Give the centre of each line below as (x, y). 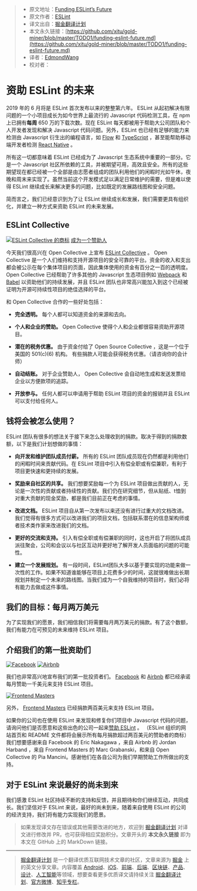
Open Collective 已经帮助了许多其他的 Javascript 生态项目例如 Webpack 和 (97, 274)
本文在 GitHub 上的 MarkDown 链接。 (65, 842)
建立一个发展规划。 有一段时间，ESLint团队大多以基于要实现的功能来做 (100, 565)
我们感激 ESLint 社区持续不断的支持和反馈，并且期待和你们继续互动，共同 (95, 800)
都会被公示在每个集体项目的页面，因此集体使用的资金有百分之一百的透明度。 (98, 267)
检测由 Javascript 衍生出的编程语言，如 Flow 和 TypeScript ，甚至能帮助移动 (98, 137)
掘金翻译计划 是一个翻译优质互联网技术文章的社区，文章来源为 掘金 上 (105, 860)
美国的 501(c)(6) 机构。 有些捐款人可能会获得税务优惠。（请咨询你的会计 (101, 354)
